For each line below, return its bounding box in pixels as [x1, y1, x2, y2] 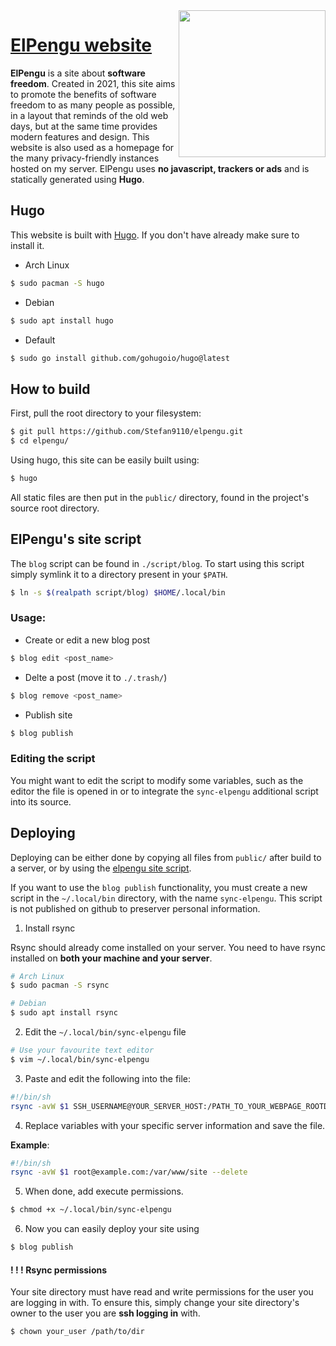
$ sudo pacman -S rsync [10, 980, 110, 991]
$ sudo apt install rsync [10, 1008, 118, 1018]
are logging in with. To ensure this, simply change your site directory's [10, 1297, 300, 1309]
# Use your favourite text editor [10, 1045, 155, 1056]
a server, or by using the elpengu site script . [10, 862, 192, 874]
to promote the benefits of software [10, 88, 157, 100]
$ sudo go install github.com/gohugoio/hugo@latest [10, 353, 230, 363]
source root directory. [10, 502, 100, 514]
